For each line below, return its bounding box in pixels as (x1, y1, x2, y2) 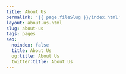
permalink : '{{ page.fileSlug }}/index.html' (6, 14, 121, 20)
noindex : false (11, 42, 49, 48)
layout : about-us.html (6, 20, 62, 26)
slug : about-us (6, 25, 44, 32)
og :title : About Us (11, 53, 60, 59)
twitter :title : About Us (11, 58, 73, 64)
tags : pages (6, 31, 36, 37)
